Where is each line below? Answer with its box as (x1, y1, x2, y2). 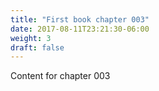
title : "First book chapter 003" (10, 14, 150, 25)
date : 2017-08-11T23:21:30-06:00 (10, 24, 150, 34)
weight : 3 (10, 33, 52, 43)
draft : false (10, 42, 65, 53)
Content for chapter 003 (10, 70, 111, 82)
